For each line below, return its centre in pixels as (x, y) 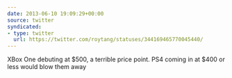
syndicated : (24, 26)
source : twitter (31, 20)
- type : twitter (31, 33)
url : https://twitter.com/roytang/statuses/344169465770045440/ (108, 40)
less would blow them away (47, 67)
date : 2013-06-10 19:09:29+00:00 (56, 14)
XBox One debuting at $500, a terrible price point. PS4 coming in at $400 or (116, 59)
